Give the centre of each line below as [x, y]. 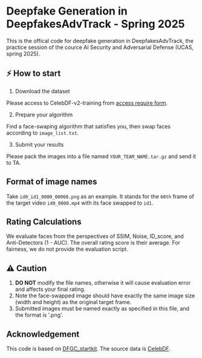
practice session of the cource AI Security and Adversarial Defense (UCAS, [100, 47]
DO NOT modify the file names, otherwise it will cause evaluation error [103, 283]
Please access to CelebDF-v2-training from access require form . [87, 103]
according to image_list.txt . [43, 133]
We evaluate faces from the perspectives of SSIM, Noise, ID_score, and [95, 236]
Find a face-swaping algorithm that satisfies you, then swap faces [89, 126]
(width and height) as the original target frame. [73, 302]
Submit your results [39, 144]
